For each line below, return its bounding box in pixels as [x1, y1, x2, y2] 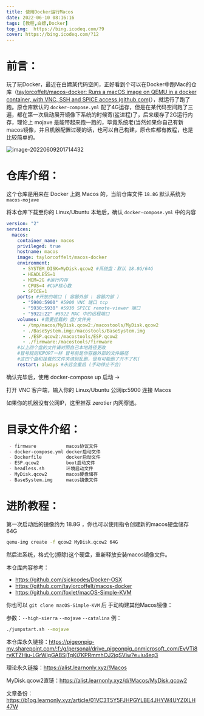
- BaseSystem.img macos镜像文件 [8, 477, 98, 483]
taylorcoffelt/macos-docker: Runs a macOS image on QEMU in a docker [17, 89, 197, 96]
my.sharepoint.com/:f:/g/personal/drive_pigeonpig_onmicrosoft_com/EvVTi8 [6, 644, 198, 652]
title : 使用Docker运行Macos [6, 8, 74, 15]
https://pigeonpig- [49, 638, 95, 645]
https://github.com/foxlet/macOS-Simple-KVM [15, 589, 132, 596]
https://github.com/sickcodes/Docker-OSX [15, 576, 123, 583]
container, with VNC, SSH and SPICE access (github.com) [6, 96, 151, 103]
